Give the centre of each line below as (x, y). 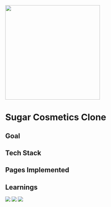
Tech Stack (23, 153)
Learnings (21, 187)
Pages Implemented (37, 170)
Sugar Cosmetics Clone (56, 117)
